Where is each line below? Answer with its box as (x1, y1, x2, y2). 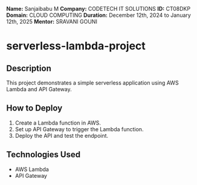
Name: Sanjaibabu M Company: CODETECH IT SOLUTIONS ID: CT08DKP (6, 5, 191, 12)
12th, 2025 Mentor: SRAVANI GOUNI (6, 18, 98, 25)
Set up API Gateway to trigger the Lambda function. (15, 125, 144, 132)
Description (6, 63, 51, 73)
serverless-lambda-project (6, 39, 146, 53)
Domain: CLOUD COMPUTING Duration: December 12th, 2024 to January (6, 11, 192, 19)
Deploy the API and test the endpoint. (15, 132, 109, 139)
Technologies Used (6, 149, 80, 160)
